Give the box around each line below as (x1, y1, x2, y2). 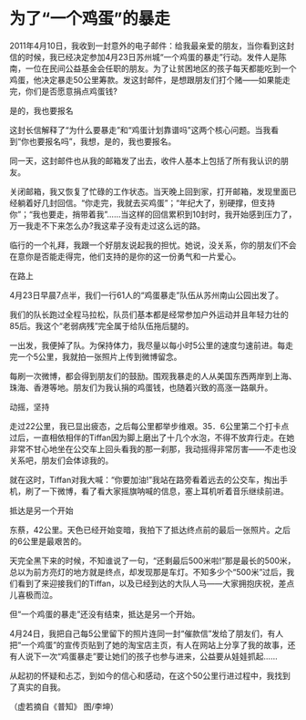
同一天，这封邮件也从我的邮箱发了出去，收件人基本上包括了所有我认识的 (9, 155, 280, 166)
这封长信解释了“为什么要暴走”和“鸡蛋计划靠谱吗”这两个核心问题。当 (9, 124, 263, 135)
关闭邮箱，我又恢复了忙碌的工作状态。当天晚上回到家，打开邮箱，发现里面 (9, 186, 289, 197)
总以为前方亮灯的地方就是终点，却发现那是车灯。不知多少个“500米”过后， (9, 566, 287, 577)
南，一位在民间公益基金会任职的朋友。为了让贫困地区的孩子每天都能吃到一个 (9, 63, 297, 74)
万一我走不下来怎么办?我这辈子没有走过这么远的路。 (9, 220, 206, 231)
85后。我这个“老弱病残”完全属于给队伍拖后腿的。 (9, 320, 194, 331)
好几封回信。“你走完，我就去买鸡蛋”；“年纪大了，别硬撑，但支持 (33, 197, 276, 208)
